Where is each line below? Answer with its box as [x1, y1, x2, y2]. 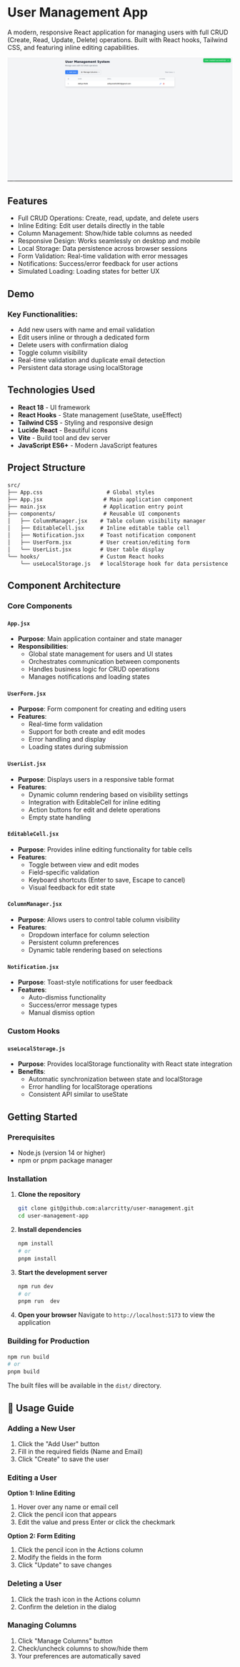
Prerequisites [7, 1132, 55, 1142]
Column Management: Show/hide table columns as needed [17, 229, 193, 238]
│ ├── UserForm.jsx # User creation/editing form [7, 539, 191, 546]
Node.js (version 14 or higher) [17, 1148, 106, 1158]
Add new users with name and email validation [17, 326, 155, 334]
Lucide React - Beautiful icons [17, 426, 109, 434]
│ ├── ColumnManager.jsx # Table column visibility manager [7, 517, 206, 524]
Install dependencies [17, 1225, 82, 1234]
